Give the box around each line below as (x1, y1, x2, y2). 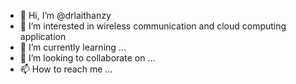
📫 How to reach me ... (19, 63, 113, 75)
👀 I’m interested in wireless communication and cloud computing (19, 20, 287, 32)
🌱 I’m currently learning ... (19, 41, 127, 53)
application (19, 31, 67, 42)
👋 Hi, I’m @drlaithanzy (19, 10, 112, 21)
